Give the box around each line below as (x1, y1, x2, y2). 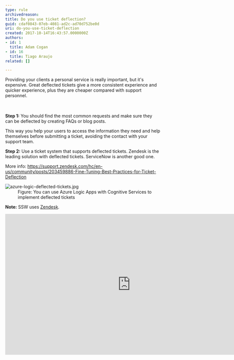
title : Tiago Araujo (9, 54, 52, 59)
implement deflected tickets (17, 194, 75, 200)
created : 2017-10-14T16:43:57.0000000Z (5, 31, 88, 36)
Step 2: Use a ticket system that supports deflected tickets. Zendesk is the (5, 148, 159, 154)
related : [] (5, 59, 30, 64)
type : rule (5, 7, 28, 13)
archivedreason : (5, 12, 39, 17)
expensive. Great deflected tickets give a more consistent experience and (5, 82, 157, 88)
